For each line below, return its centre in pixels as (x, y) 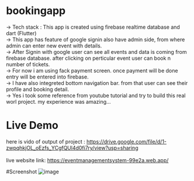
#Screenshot (22, 172)
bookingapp (36, 11)
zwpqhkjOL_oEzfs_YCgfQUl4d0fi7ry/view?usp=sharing (72, 148)
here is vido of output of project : (46, 141)
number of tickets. (28, 64)
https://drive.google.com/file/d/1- (127, 141)
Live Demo (32, 126)
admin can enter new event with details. (54, 46)
